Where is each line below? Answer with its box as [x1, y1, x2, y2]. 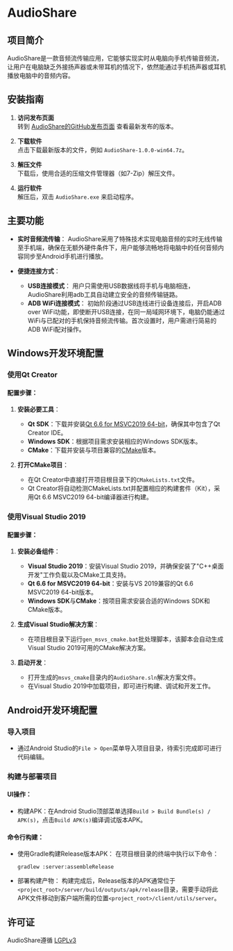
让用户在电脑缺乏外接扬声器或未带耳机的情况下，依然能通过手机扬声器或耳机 [7, 63, 226, 71]
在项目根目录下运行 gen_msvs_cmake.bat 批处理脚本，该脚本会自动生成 [27, 635, 224, 644]
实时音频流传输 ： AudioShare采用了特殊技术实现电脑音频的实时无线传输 [17, 234, 223, 243]
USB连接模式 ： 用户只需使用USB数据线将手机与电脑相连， [27, 282, 194, 290]
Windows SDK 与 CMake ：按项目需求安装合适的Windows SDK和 [27, 596, 210, 605]
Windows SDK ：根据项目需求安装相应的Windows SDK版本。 [27, 437, 202, 446]
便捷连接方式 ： [17, 266, 60, 275]
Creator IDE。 [27, 429, 67, 437]
